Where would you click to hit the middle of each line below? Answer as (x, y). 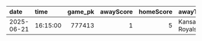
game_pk (81, 12)
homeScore (155, 12)
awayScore (117, 12)
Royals (188, 29)
